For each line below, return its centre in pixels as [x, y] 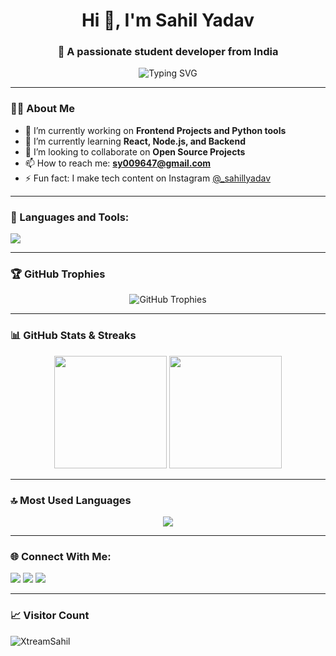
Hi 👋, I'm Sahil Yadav [168, 20]
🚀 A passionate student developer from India [168, 52]
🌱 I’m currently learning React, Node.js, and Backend [135, 141]
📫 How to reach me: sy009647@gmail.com [118, 163]
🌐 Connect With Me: [61, 556]
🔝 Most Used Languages [71, 500]
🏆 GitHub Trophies [58, 274]
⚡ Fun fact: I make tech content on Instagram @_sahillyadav [148, 178]
